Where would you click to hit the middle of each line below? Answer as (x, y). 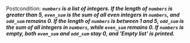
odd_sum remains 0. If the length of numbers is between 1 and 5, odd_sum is (95, 21)
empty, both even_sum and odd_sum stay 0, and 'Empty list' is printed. (91, 34)
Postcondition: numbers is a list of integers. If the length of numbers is (89, 9)
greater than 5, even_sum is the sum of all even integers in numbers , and (93, 15)
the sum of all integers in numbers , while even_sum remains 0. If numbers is (95, 27)
